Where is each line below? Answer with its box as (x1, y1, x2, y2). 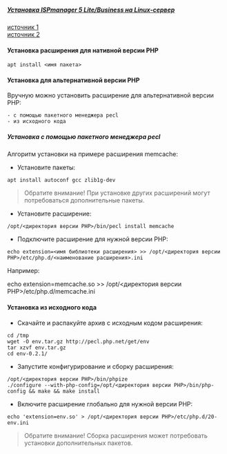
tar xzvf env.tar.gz (7, 344, 67, 351)
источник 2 (7, 30, 40, 38)
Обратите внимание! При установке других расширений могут (23, 189, 210, 197)
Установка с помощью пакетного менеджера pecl (7, 132, 161, 141)
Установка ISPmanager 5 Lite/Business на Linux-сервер (7, 6, 175, 14)
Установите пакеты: (17, 163, 76, 172)
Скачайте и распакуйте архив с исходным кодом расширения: (17, 319, 204, 327)
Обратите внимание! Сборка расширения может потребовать (23, 431, 208, 439)
